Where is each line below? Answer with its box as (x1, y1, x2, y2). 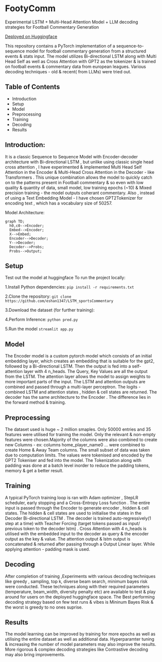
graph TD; (5, 219, 25, 224)
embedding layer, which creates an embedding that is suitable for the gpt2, (5, 358, 155, 364)
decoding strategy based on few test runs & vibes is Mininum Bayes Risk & (5, 599, 154, 605)
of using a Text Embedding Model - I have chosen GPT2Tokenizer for (5, 195, 143, 201)
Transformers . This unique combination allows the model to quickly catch (5, 174, 152, 180)
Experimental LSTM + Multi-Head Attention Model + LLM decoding (5, 19, 138, 25)
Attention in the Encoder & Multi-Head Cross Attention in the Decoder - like (5, 169, 155, 175)
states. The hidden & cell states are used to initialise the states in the (5, 510, 142, 516)
